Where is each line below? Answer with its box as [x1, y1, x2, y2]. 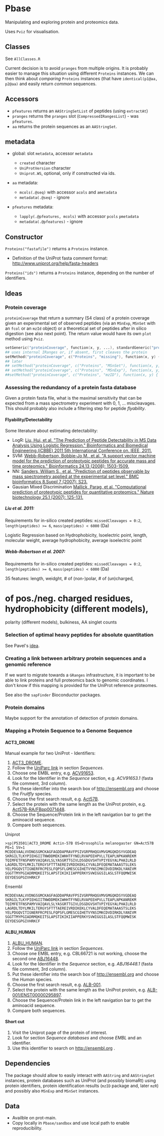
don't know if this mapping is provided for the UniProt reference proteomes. [5, 682, 158, 688]
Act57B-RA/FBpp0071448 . [12, 807, 66, 813]
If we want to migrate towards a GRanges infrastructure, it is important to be [5, 672, 155, 678]
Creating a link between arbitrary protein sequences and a [5, 655, 146, 662]
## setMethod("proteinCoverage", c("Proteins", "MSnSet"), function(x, [5, 364, 154, 368]
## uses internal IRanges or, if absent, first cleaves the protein [5, 350, 147, 355]
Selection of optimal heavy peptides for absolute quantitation [5, 631, 154, 638]
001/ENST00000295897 [12, 992, 61, 998]
